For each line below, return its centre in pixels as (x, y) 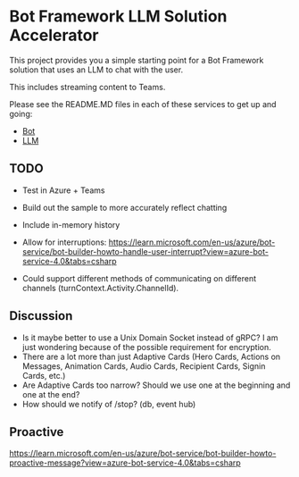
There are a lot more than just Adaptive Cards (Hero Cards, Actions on (151, 356)
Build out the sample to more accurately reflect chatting (125, 207)
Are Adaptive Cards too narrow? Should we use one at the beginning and (156, 385)
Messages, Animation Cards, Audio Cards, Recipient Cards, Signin (144, 366)
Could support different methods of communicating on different (139, 278)
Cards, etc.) (44, 375)
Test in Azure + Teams (63, 190)
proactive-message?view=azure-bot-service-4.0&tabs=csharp (125, 463)
